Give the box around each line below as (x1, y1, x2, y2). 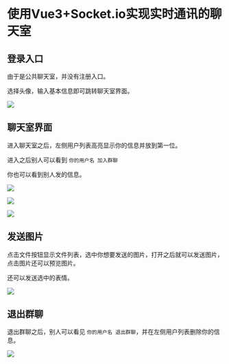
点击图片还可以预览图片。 (7, 258, 80, 267)
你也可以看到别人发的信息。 (7, 170, 86, 178)
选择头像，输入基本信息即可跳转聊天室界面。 (7, 87, 134, 95)
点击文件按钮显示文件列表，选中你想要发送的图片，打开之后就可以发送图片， (7, 250, 224, 258)
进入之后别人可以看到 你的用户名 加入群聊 (7, 156, 119, 164)
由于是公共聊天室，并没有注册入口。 (7, 73, 110, 80)
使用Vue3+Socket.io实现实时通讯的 (7, 6, 210, 22)
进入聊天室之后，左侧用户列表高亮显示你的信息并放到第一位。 (7, 141, 182, 149)
